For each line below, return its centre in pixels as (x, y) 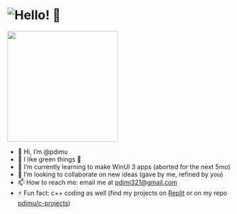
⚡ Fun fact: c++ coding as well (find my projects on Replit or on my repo (122, 193)
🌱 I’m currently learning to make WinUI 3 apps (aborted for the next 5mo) (124, 167)
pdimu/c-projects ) (44, 203)
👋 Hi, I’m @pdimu (43, 152)
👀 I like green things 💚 (49, 159)
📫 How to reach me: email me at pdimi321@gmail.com (97, 182)
